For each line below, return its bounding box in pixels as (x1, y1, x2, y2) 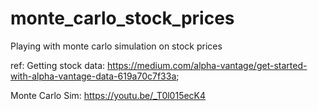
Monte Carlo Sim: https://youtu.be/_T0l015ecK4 (10, 89, 207, 101)
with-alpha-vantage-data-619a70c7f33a (10, 70, 177, 82)
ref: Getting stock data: (10, 59, 106, 71)
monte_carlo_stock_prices (10, 7, 235, 30)
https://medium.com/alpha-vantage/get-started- (107, 59, 308, 71)
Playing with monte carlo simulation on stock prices (10, 40, 223, 52)
